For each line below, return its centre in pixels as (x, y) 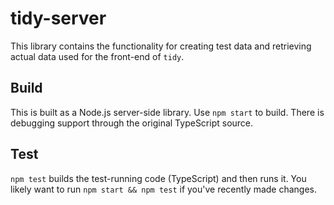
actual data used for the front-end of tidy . (97, 56)
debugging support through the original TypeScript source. (132, 123)
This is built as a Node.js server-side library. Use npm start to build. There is (167, 112)
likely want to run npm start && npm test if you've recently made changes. (164, 189)
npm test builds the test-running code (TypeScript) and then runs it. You (158, 178)
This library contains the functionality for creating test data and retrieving (161, 46)
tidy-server (58, 18)
